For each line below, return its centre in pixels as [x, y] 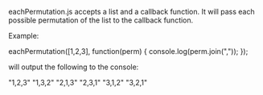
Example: [24, 36]
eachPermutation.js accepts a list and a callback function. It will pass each [131, 12]
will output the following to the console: [74, 67]
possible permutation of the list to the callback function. [101, 20]
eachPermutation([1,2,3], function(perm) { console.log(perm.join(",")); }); [128, 51]
